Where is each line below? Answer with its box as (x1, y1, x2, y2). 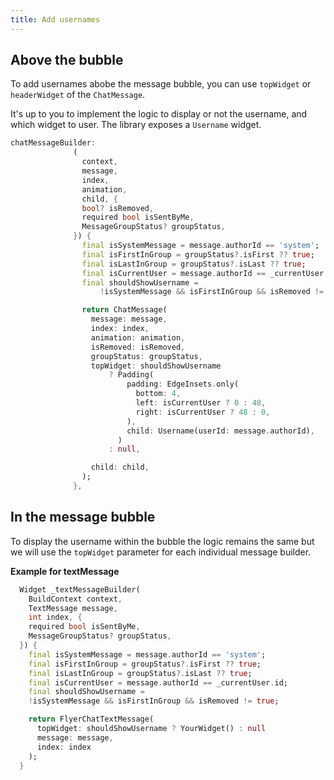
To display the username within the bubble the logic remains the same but (10, 535, 315, 547)
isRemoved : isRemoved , (90, 342, 186, 352)
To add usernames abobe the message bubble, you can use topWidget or (10, 78, 312, 90)
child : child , (90, 462, 150, 473)
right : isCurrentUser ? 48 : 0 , (135, 407, 271, 417)
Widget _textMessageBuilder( (19, 584, 141, 595)
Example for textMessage (10, 565, 120, 577)
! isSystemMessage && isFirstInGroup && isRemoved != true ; (28, 696, 280, 706)
